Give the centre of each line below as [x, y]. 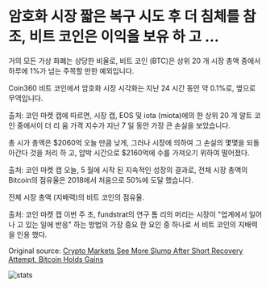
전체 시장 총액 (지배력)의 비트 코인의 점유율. [77, 197]
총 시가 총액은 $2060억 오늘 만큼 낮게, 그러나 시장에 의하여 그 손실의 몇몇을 [127, 142]
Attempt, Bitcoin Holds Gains [56, 259]
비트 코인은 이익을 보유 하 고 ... [124, 37]
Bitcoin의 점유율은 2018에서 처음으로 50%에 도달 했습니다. [101, 179]
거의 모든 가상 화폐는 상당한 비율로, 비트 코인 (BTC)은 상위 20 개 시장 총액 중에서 [135, 61]
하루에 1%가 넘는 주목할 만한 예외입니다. [71, 70]
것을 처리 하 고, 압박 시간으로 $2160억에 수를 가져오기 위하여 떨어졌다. [139, 152]
